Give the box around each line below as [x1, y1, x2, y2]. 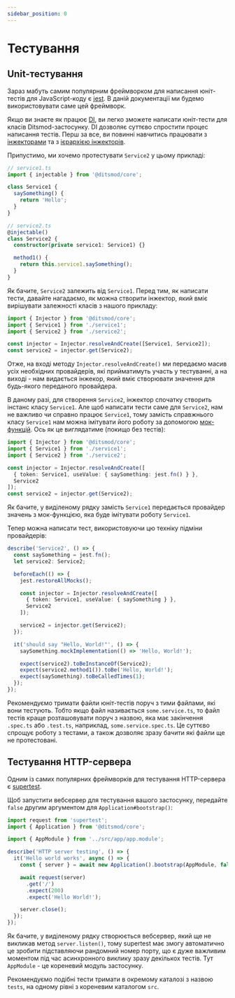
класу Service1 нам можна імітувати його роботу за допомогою [7, 418, 199, 427]
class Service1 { [7, 183, 58, 191]
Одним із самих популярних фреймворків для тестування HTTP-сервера [7, 774, 226, 783]
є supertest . [7, 782, 42, 790]
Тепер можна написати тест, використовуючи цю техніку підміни [7, 524, 203, 532]
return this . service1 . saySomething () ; [20, 261, 133, 268]
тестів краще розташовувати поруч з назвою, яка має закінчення [7, 713, 204, 722]
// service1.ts [7, 164, 52, 171]
